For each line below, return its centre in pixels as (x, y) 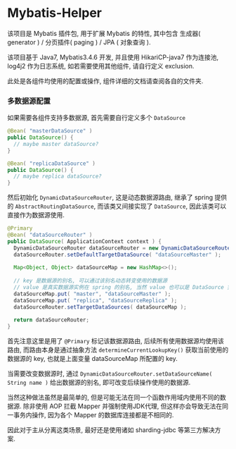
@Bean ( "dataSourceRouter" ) (50, 235)
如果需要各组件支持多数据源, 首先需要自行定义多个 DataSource (97, 118)
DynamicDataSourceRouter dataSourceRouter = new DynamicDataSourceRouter (124, 248)
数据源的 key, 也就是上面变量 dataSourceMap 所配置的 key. (92, 359)
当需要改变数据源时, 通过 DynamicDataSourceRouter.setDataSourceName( (110, 374)
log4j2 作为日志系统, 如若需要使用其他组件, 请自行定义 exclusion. (101, 66)
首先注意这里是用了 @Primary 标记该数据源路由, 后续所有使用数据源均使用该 (116, 341)
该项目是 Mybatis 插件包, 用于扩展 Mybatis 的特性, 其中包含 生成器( (104, 33)
